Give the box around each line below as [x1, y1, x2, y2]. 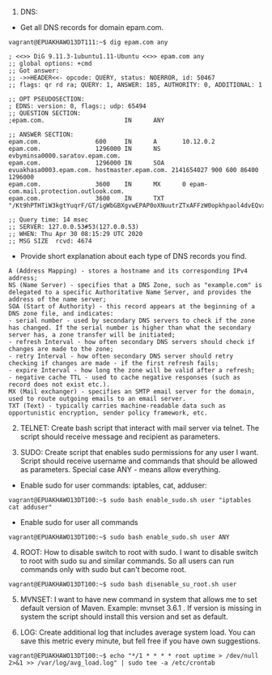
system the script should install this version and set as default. [19, 612, 228, 621]
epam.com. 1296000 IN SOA [8, 159, 164, 167]
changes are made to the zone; [8, 345, 114, 353]
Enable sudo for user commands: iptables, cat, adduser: [19, 480, 208, 490]
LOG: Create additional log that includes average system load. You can [19, 628, 256, 637]
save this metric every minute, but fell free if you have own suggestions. [19, 636, 261, 646]
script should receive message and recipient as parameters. [19, 432, 221, 441]
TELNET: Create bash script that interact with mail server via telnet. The [19, 423, 260, 432]
